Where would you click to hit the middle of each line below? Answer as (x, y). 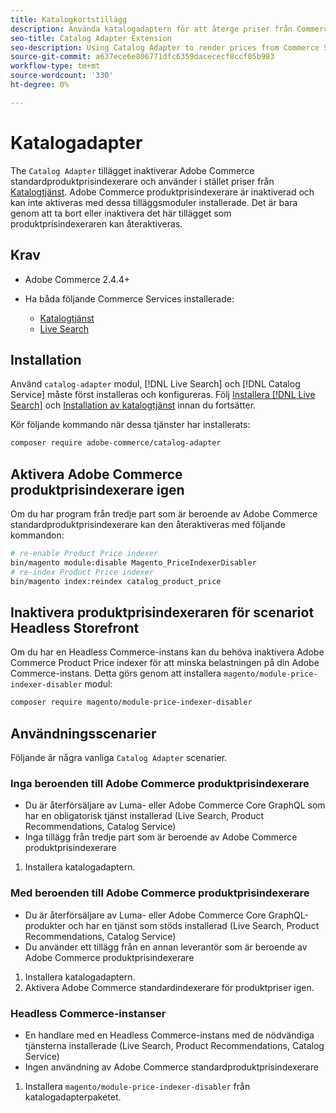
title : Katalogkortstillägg (69, 19)
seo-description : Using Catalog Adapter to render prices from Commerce (165, 47)
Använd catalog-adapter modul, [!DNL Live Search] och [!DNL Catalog (155, 384)
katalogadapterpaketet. (73, 1097)
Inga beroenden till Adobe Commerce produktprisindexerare (160, 783)
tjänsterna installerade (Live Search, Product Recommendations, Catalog (174, 1045)
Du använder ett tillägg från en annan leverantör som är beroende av (166, 947)
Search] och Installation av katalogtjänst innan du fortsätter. (133, 405)
